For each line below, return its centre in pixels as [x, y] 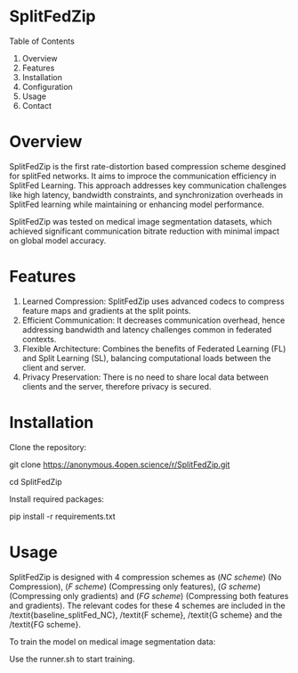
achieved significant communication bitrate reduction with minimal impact [145, 231]
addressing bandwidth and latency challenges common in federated [147, 329]
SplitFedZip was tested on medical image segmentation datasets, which [141, 221]
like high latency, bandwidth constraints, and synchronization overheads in [146, 194]
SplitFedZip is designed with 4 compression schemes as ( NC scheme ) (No [145, 577]
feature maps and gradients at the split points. [106, 310]
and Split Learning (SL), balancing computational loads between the [146, 357]
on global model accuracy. [58, 240]
